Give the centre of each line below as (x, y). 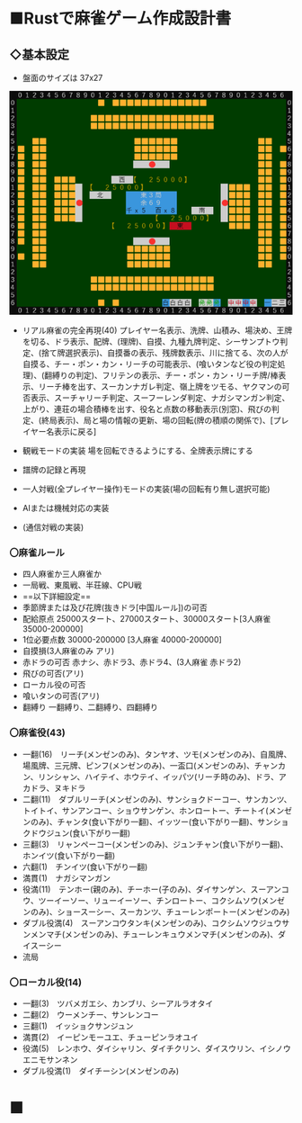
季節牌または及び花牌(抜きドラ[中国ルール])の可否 (115, 607)
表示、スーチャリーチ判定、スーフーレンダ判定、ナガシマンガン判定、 (160, 398)
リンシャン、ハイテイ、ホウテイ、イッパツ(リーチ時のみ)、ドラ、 (158, 777)
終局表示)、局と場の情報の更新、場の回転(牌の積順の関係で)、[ (157, 420)
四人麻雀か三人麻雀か (62, 574)
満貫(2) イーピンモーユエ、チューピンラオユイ (111, 1038)
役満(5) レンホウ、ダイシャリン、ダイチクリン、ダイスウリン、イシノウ (156, 1048)
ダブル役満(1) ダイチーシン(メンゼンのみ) (101, 1071)
